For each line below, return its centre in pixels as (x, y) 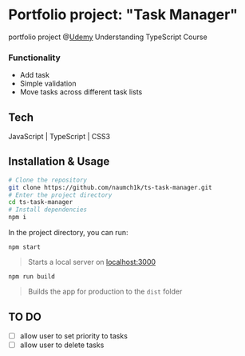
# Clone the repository (48, 180)
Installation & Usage (59, 162)
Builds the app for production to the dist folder (105, 292)
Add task (35, 75)
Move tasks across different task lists (81, 92)
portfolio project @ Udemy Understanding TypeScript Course (108, 37)
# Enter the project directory (60, 195)
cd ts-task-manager (41, 202)
